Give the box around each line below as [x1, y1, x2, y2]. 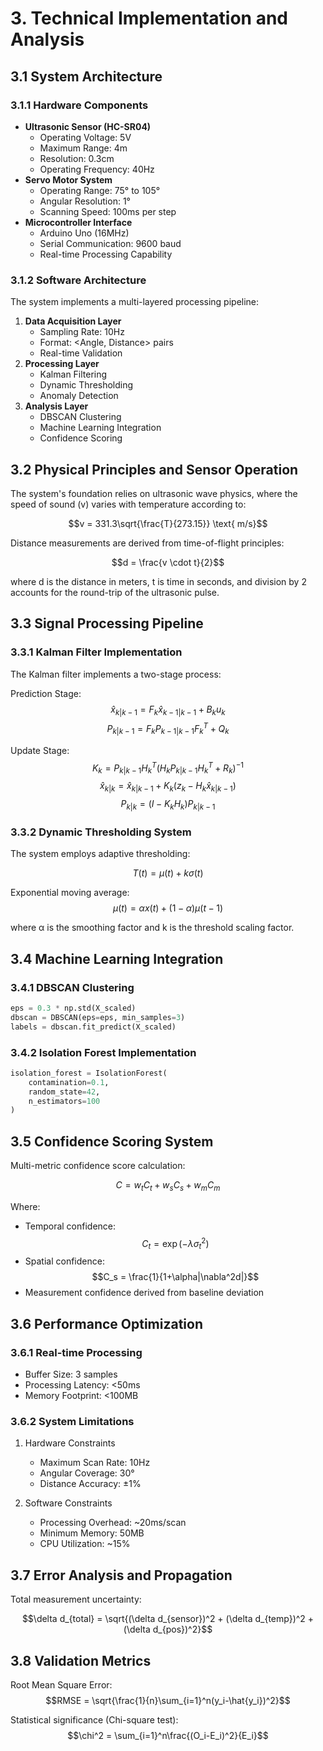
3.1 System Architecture [10, 68, 163, 85]
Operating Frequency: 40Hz [39, 163, 155, 175]
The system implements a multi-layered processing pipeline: [10, 296, 260, 308]
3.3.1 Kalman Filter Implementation [10, 645, 183, 659]
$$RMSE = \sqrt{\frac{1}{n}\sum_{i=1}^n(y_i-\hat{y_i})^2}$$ [45, 1694, 291, 1706]
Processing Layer [24, 358, 100, 370]
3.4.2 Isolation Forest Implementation [10, 1045, 197, 1059]
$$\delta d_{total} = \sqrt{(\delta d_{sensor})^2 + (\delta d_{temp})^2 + [21, 1613, 315, 1625]
